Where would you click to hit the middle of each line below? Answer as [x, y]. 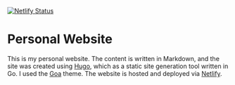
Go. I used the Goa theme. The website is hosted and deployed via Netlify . [115, 73]
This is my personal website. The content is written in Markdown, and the [114, 58]
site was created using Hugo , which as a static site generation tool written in [118, 66]
